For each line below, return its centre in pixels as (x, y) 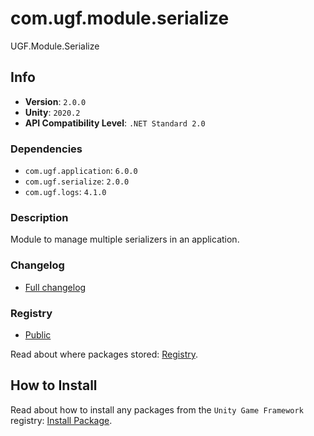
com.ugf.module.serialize (120, 18)
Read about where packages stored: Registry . (104, 354)
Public (38, 334)
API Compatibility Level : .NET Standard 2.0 (115, 123)
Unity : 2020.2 (52, 112)
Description (39, 217)
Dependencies (46, 149)
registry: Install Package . (61, 420)
